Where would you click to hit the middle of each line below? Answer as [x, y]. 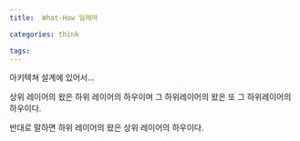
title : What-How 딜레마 [54, 18]
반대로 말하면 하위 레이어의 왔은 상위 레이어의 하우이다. [107, 127]
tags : [20, 51]
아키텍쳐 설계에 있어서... [52, 77]
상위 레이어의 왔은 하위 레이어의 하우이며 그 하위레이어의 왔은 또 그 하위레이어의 [150, 97]
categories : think [44, 34]
